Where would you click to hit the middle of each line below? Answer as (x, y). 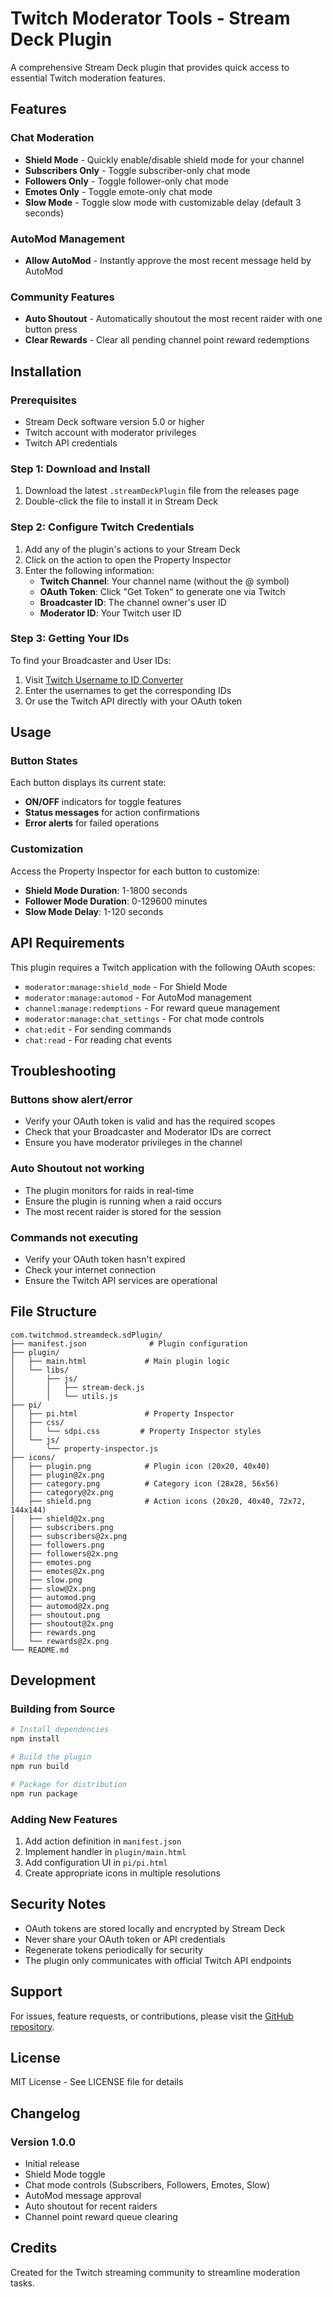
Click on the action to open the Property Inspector (128, 559)
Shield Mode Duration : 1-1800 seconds (106, 890)
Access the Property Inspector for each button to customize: (135, 871)
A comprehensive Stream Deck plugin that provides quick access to (150, 67)
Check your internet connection (90, 1269)
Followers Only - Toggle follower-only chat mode (126, 181)
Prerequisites (43, 400)
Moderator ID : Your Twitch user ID (110, 613)
